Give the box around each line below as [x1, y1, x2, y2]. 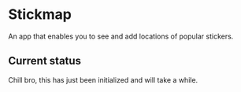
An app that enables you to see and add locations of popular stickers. [8, 31, 234, 41]
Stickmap [8, 6, 72, 24]
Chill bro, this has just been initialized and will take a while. [8, 75, 198, 84]
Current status [8, 54, 81, 68]
